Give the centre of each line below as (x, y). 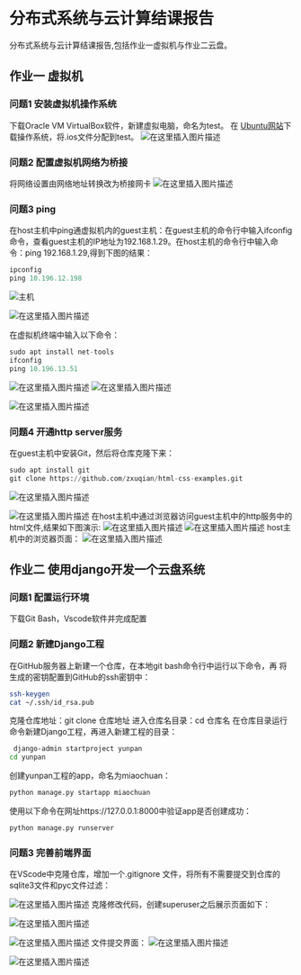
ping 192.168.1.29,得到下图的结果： (89, 253)
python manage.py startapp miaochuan (80, 793)
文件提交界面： (119, 943)
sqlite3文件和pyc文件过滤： (60, 885)
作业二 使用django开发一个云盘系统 (107, 569)
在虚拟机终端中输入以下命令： (64, 335)
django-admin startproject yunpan (78, 749)
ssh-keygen (30, 694)
